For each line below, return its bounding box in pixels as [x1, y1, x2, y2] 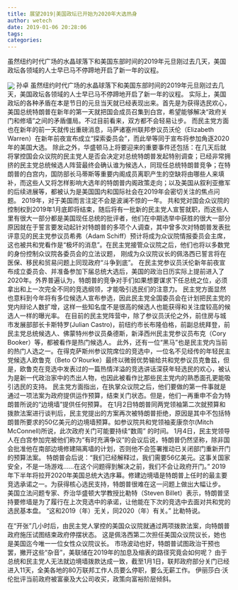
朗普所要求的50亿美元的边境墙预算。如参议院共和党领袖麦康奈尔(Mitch [7, 418, 214, 426]
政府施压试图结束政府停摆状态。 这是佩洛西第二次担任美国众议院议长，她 [7, 530, 220, 539]
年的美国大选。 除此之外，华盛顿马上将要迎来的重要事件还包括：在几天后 [7, 143, 220, 152]
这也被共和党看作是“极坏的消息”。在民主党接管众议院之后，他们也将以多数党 [7, 240, 230, 249]
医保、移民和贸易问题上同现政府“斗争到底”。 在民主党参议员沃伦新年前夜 [7, 258, 220, 267]
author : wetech [7, 17, 52, 24]
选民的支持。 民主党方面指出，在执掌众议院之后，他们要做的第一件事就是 [13, 382, 227, 391]
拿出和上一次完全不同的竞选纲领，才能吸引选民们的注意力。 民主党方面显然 [7, 285, 227, 294]
